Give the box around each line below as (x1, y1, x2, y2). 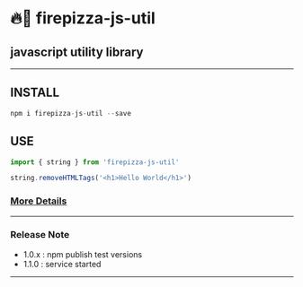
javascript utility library (10, 44, 144, 59)
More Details (10, 195, 67, 207)
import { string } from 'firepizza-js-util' (10, 157, 180, 167)
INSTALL (10, 85, 60, 100)
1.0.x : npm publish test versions (22, 248, 143, 259)
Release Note (10, 229, 70, 241)
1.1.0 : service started (22, 258, 102, 269)
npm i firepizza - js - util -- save (10, 109, 131, 117)
